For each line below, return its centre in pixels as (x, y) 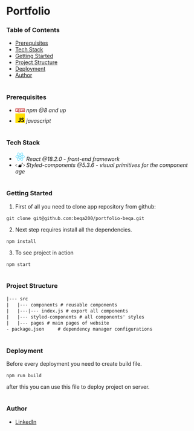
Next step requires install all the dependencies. (73, 229)
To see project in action (44, 253)
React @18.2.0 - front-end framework (73, 159)
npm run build (24, 375)
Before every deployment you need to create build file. (74, 363)
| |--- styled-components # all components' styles (76, 317)
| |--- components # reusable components (62, 305)
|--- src (17, 299)
